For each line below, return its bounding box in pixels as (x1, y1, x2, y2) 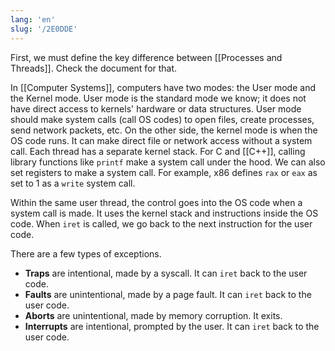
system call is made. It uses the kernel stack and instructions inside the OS (10, 207, 319, 219)
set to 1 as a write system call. (10, 177, 136, 189)
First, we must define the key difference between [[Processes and (10, 51, 283, 63)
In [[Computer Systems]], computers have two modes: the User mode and (10, 81, 316, 93)
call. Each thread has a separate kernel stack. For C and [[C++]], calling (10, 145, 306, 157)
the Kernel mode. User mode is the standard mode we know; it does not (10, 92, 307, 104)
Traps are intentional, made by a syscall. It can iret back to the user (24, 267, 308, 279)
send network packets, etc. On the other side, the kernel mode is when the (10, 124, 318, 136)
